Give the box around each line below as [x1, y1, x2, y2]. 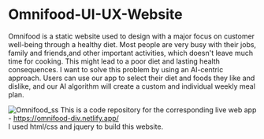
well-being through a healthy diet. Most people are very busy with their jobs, [8, 39, 257, 49]
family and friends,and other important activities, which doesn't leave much [8, 48, 254, 57]
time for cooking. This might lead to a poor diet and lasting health [8, 57, 221, 66]
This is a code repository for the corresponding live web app [60, 104, 257, 115]
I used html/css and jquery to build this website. [8, 122, 164, 131]
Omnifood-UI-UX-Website [8, 5, 183, 24]
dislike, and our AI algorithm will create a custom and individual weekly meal [8, 81, 256, 91]
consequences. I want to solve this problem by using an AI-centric [8, 64, 224, 74]
